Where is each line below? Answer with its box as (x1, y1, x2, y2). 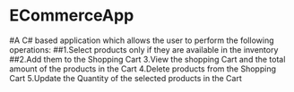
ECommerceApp (9, 5, 134, 26)
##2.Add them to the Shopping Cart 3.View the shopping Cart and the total (9, 54, 286, 64)
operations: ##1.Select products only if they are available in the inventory (9, 44, 279, 54)
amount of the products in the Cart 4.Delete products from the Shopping (9, 63, 276, 74)
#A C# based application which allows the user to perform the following (9, 35, 274, 46)
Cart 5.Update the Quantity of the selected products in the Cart (9, 72, 242, 83)
